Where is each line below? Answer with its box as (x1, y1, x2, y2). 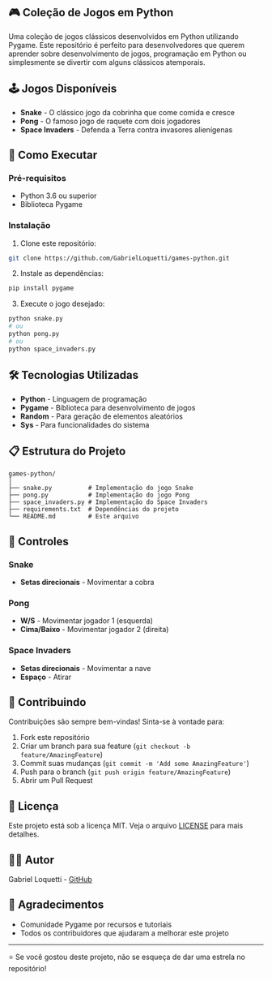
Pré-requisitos (8, 172, 66, 183)
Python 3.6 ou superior (19, 191, 97, 200)
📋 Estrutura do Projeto (8, 444, 126, 458)
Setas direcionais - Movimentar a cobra (19, 578, 155, 587)
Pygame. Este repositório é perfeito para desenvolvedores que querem (8, 40, 245, 49)
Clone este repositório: (19, 238, 97, 248)
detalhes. (8, 829, 40, 839)
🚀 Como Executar (8, 148, 98, 162)
